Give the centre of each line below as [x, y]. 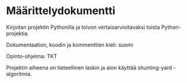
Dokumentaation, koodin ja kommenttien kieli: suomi [70, 45]
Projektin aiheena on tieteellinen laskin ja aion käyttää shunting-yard [89, 67]
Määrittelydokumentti [61, 11]
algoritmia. [19, 74]
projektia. [18, 33]
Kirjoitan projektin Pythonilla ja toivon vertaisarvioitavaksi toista [83, 27]
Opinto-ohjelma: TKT [32, 56]
